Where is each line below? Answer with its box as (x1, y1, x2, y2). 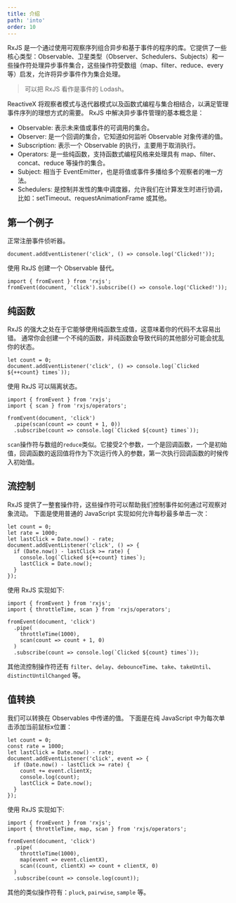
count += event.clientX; (20, 767, 93, 774)
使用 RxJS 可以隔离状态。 (7, 382, 81, 391)
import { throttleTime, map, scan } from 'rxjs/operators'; (7, 825, 188, 833)
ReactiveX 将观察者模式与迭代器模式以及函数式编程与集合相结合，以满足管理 (7, 100, 229, 108)
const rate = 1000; (7, 743, 65, 750)
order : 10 (7, 23, 37, 30)
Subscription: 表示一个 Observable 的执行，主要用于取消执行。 (17, 141, 199, 150)
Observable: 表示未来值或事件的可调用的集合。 (17, 124, 153, 132)
